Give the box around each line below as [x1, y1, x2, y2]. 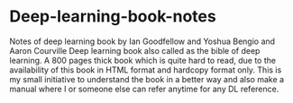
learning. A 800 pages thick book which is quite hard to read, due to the [9, 55, 277, 65]
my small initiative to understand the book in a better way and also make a [9, 73, 285, 84]
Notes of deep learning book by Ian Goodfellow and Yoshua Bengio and [9, 36, 276, 47]
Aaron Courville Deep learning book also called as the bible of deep [9, 45, 261, 56]
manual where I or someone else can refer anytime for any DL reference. [9, 83, 279, 94]
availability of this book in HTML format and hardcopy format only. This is [9, 64, 282, 75]
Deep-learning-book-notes [9, 6, 216, 27]
